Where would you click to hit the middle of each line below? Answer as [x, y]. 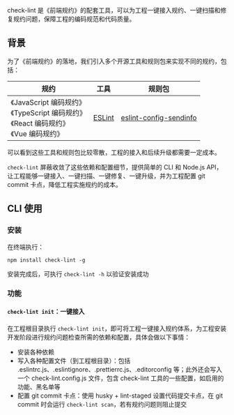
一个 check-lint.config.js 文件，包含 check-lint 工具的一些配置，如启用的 [120, 378]
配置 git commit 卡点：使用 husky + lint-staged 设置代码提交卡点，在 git [120, 395]
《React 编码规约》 [40, 123]
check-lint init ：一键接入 [46, 312]
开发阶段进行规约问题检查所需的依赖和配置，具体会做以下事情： [99, 337]
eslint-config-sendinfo [159, 117]
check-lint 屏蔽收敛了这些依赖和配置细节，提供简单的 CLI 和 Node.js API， [115, 167]
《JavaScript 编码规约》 [48, 102]
